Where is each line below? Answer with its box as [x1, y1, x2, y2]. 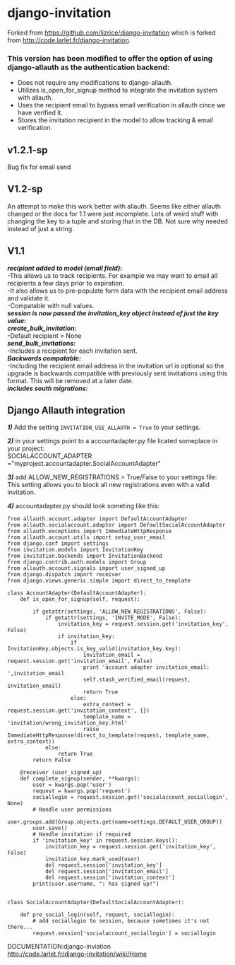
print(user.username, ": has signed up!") [32, 880, 159, 888]
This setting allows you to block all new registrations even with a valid [7, 481, 210, 489]
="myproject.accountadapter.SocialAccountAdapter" [7, 460, 161, 468]
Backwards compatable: [7, 353, 81, 362]
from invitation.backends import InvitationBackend [7, 553, 162, 560]
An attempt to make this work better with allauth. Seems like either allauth [7, 201, 221, 210]
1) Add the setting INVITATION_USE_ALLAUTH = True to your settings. [7, 423, 201, 432]
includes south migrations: [7, 384, 88, 392]
